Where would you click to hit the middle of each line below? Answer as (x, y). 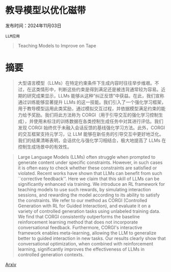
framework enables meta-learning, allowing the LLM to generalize (87, 233)
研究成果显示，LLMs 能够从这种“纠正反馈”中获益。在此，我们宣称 (95, 95)
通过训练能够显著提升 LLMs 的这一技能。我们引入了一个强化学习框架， (92, 102)
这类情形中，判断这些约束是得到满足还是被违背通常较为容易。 (96, 89)
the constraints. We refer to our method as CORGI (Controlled (82, 200)
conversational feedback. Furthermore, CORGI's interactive (80, 227)
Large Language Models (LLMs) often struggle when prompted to (87, 157)
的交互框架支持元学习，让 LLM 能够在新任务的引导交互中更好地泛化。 (91, 134)
